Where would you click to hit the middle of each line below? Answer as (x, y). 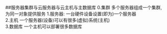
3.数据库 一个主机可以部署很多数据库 (44, 26)
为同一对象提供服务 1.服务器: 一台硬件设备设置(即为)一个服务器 (71, 14)
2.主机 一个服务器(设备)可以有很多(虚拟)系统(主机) (58, 20)
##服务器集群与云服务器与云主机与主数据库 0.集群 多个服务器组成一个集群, (84, 7)
